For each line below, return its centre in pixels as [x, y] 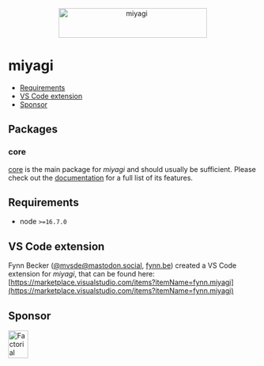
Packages [33, 130]
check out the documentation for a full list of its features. [101, 177]
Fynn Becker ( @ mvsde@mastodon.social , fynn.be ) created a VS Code [123, 265]
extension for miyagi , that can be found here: [82, 274]
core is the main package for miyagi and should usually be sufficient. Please [132, 169]
